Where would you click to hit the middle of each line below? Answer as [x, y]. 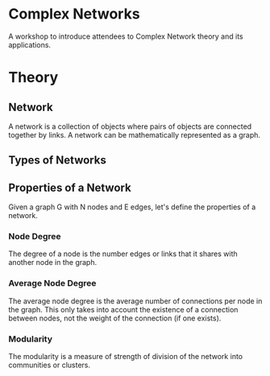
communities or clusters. [50, 365]
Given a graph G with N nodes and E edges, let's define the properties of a [132, 207]
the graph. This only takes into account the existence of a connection [123, 309]
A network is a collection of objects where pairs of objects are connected [130, 126]
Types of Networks [57, 161]
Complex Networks [74, 14]
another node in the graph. [53, 262]
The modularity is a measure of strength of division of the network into [126, 357]
